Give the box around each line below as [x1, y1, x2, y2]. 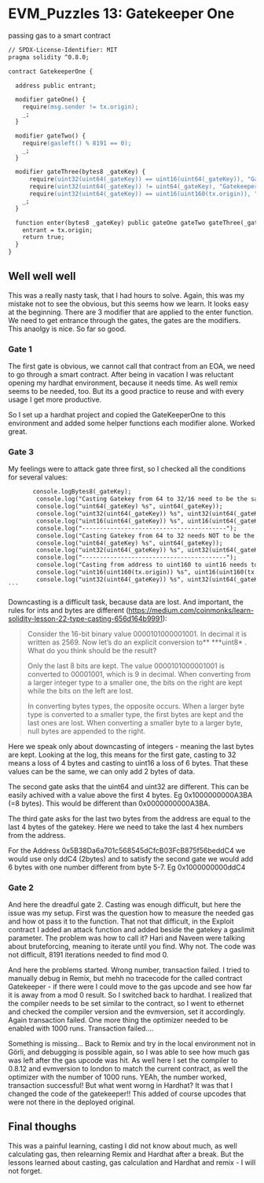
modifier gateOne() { [15, 96, 86, 104]
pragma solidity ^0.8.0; [8, 53, 90, 61]
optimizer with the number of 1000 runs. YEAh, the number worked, [8, 1072, 227, 1082]
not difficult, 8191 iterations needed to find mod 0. [8, 950, 169, 960]
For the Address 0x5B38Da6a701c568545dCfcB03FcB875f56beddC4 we [8, 846, 246, 855]
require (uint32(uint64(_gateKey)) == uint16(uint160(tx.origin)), [28, 190, 251, 198]
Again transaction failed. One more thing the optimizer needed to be [8, 1016, 229, 1025]
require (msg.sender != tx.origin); [22, 103, 139, 111]
